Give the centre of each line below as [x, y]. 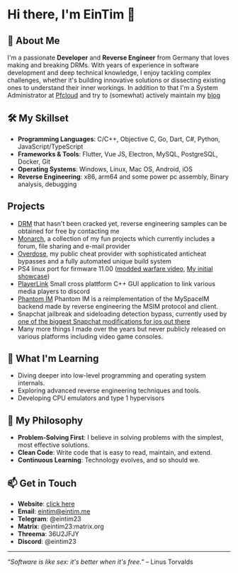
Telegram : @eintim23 [49, 519]
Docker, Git [34, 161]
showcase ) [34, 276]
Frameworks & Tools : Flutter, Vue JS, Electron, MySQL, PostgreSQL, [118, 154]
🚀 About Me [34, 41]
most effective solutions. [53, 445]
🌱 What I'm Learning [53, 359]
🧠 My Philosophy [45, 420]
